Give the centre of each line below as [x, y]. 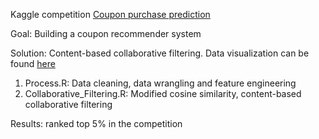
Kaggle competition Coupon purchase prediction [110, 14]
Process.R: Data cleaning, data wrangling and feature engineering [160, 83]
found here [33, 63]
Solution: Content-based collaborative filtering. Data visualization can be [160, 53]
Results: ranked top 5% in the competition [96, 123]
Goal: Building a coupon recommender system [106, 33]
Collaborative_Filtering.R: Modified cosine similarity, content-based [163, 93]
